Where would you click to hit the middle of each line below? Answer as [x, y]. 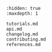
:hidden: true [24, 8]
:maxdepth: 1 [22, 14]
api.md [14, 29]
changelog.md [22, 34]
